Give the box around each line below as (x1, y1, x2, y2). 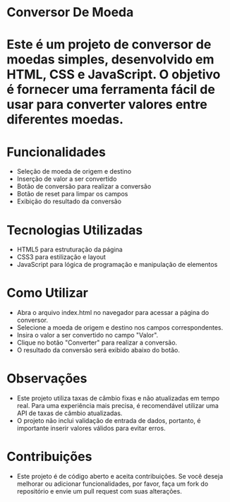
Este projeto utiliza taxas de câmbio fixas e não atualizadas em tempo (16, 394, 220, 402)
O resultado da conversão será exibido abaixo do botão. (16, 346, 181, 354)
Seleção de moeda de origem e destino (16, 167, 132, 176)
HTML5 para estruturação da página (16, 245, 123, 254)
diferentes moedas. (6, 112, 124, 128)
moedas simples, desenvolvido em (6, 52, 214, 68)
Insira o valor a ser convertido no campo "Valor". (16, 331, 159, 340)
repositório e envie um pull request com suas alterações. (16, 487, 183, 496)
